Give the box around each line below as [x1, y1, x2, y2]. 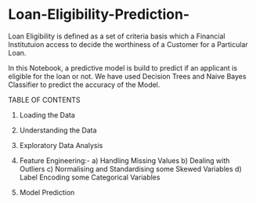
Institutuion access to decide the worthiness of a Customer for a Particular [8, 39, 248, 49]
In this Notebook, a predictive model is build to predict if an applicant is [8, 63, 237, 72]
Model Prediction [19, 187, 75, 197]
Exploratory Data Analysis [19, 140, 103, 150]
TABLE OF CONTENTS [8, 95, 81, 104]
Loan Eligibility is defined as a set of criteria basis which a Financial [8, 31, 225, 41]
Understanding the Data [19, 125, 97, 135]
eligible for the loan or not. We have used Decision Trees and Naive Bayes [8, 71, 247, 81]
